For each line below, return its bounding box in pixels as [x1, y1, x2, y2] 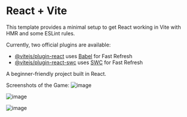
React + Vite [6, 4, 68, 18]
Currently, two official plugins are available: [6, 41, 111, 48]
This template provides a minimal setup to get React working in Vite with [6, 24, 181, 31]
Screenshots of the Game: [6, 81, 69, 89]
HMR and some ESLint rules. [6, 29, 75, 36]
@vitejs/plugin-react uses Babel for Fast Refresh [14, 52, 133, 59]
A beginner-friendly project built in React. [6, 70, 107, 77]
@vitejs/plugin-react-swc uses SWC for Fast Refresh [14, 59, 143, 66]
